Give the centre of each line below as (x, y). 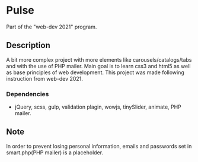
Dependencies (28, 94)
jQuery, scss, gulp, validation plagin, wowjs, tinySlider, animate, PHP (98, 107)
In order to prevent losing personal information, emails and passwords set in (99, 146)
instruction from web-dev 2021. (44, 78)
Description (28, 45)
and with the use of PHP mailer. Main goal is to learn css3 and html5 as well (98, 66)
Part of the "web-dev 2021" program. (52, 27)
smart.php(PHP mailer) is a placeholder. (55, 153)
